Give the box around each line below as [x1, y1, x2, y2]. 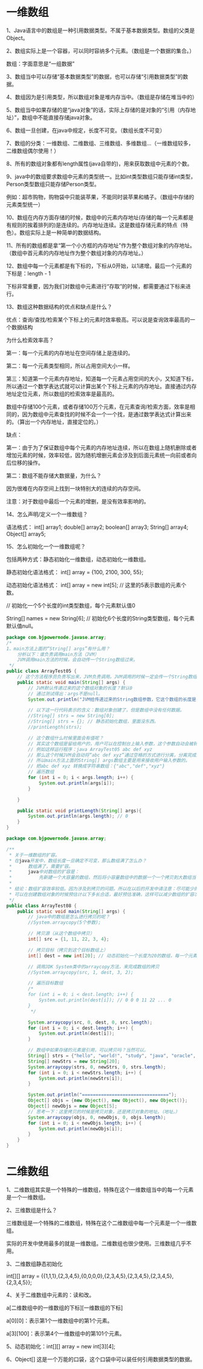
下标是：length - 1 [6, 270, 51, 277]
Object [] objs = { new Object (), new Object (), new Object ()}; [28, 1098, 188, 1104]
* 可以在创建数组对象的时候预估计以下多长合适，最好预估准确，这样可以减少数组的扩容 [8, 891, 195, 897]
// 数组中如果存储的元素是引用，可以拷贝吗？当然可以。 [28, 1047, 149, 1053]
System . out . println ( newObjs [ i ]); [38, 1125, 123, 1132]
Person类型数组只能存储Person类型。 [6, 180, 100, 188]
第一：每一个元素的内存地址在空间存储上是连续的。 [6, 349, 134, 356]
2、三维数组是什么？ [6, 1207, 57, 1213]
